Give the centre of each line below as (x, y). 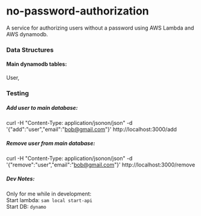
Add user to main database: (42, 107)
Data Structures (30, 49)
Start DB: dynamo (26, 206)
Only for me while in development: (49, 194)
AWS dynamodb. (27, 34)
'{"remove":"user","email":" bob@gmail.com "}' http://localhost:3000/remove (101, 165)
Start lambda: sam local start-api (49, 200)
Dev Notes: (21, 179)
